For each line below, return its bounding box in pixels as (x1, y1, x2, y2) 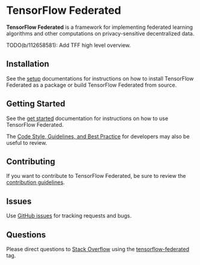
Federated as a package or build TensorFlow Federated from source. (6, 81, 177, 88)
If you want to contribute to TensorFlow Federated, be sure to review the (6, 172, 186, 180)
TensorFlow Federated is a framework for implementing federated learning (6, 23, 193, 31)
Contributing (6, 156, 55, 166)
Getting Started (6, 99, 66, 109)
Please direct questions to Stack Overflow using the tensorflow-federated (6, 246, 190, 252)
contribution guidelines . (6, 178, 65, 186)
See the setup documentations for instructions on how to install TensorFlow (6, 75, 194, 82)
